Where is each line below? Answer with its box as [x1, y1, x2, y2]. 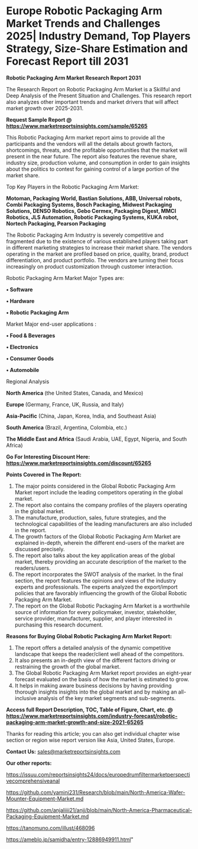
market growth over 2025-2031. [6, 104, 84, 112]
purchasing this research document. [14, 621, 103, 628]
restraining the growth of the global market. [14, 663, 121, 670]
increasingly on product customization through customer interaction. [6, 263, 173, 270]
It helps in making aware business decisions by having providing [14, 682, 172, 689]
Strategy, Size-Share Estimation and [6, 42, 188, 56]
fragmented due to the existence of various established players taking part [6, 237, 188, 244]
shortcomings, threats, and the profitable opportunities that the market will [6, 147, 187, 154]
